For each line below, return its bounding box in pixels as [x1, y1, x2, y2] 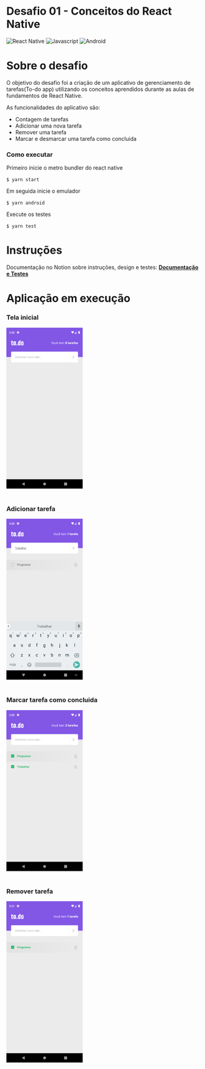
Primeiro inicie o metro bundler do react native [6, 164, 123, 171]
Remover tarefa [6, 887, 54, 895]
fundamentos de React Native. [6, 92, 83, 99]
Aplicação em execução [6, 292, 131, 306]
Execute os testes [6, 211, 51, 218]
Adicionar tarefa [6, 505, 56, 513]
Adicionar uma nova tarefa [15, 122, 82, 129]
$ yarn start [6, 177, 40, 183]
